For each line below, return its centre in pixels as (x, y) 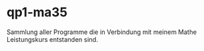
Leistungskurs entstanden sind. (52, 39)
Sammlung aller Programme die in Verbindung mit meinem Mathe (102, 32)
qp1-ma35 (37, 12)
